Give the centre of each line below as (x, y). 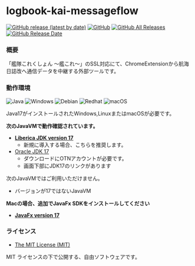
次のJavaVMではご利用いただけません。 (54, 178)
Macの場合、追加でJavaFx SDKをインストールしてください (78, 203)
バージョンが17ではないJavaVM (53, 191)
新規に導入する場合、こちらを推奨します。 (75, 145)
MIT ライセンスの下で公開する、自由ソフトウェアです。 (73, 257)
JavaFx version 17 (37, 215)
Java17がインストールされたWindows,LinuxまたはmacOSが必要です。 (90, 113)
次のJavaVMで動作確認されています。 (52, 126)
